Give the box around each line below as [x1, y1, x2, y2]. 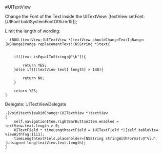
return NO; [22, 76, 45, 81]
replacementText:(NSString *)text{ [38, 42, 110, 47]
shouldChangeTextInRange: [92, 37, 145, 42]
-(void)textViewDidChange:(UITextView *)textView [5, 111, 108, 116]
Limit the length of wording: [5, 28, 61, 34]
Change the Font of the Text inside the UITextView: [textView [5, 14, 128, 19]
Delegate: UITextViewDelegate [5, 102, 67, 107]
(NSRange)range [5, 42, 36, 47]
